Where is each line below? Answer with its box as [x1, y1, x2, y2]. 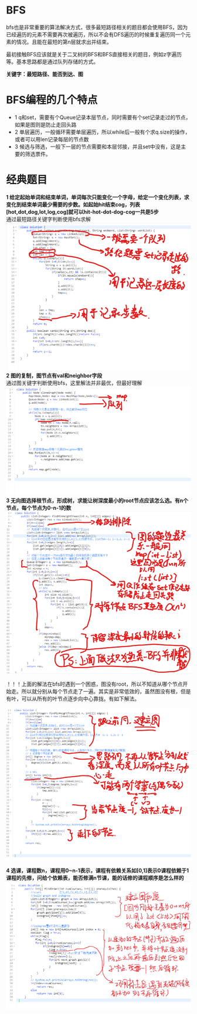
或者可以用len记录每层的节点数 [14, 135, 89, 142]
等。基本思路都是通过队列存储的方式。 [6, 58, 98, 65]
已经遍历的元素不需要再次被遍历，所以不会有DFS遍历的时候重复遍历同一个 [6, 30, 186, 38]
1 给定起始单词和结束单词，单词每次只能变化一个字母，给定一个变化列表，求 [6, 193, 189, 200]
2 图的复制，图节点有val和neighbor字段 [6, 372, 103, 379]
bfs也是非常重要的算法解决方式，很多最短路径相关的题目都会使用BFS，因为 [6, 23, 188, 30]
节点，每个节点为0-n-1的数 [6, 505, 72, 512]
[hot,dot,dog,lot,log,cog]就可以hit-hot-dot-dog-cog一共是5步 [6, 208, 159, 215]
